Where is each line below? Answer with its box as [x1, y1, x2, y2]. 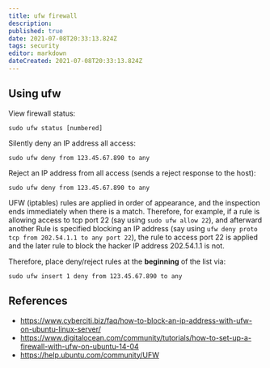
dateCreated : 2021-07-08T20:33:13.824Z [8, 57, 143, 66]
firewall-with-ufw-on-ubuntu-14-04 [19, 341, 139, 351]
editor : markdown [8, 49, 67, 57]
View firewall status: [8, 108, 76, 118]
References [8, 294, 68, 308]
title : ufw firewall [8, 11, 78, 20]
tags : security [8, 42, 60, 50]
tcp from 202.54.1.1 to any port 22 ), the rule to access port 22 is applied [8, 232, 259, 242]
